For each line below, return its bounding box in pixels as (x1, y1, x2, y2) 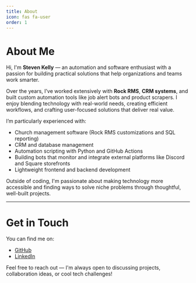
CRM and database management (14, 141, 94, 149)
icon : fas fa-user (6, 14, 51, 20)
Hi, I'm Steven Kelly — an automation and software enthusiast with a (6, 64, 171, 71)
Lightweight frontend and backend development (14, 166, 131, 173)
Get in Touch (6, 216, 69, 229)
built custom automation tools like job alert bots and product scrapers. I (6, 94, 178, 101)
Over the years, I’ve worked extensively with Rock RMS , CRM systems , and (6, 88, 188, 95)
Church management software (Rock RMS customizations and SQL (14, 129, 176, 136)
